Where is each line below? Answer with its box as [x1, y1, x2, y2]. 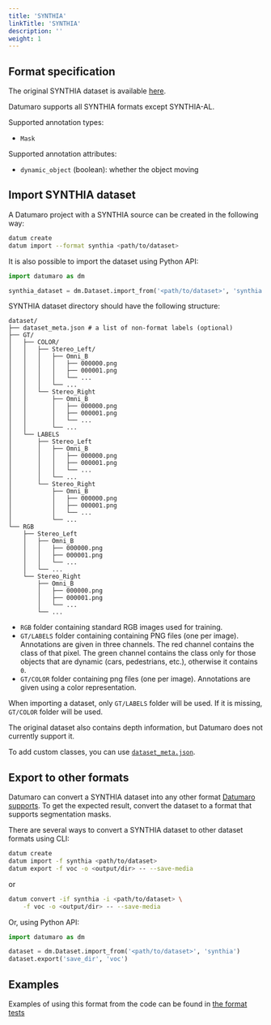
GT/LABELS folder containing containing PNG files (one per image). [19, 631, 239, 641]
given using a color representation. [19, 683, 137, 692]
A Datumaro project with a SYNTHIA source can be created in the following [8, 209, 259, 219]
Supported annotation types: [8, 118, 104, 127]
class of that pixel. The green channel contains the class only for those [19, 648, 256, 658]
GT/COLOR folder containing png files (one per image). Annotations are [19, 674, 251, 684]
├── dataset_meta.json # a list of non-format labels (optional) [8, 324, 233, 333]
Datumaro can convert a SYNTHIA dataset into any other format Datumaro [8, 792, 256, 802]
